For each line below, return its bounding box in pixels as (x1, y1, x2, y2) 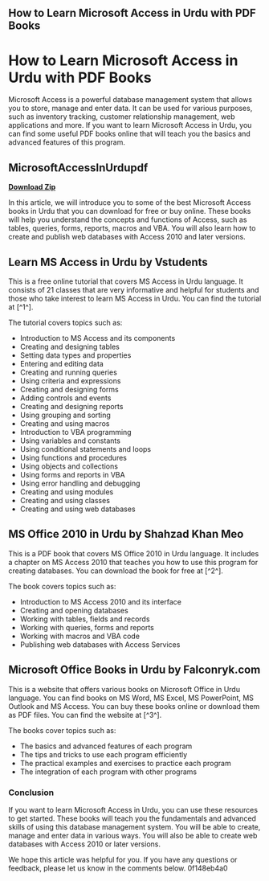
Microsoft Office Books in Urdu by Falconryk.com (8, 663, 261, 677)
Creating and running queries (19, 367, 118, 377)
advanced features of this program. (8, 137, 126, 147)
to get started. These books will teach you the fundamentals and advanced (8, 813, 257, 823)
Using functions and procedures (19, 453, 127, 462)
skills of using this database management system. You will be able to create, (8, 822, 261, 831)
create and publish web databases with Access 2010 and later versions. (8, 232, 247, 242)
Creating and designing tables (19, 342, 120, 351)
